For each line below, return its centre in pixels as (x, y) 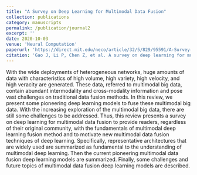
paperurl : (18, 50)
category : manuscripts (34, 22)
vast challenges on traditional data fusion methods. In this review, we (89, 97)
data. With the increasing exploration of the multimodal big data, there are (95, 109)
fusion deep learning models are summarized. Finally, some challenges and (97, 159)
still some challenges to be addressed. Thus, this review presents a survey (96, 116)
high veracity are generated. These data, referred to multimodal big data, (94, 84)
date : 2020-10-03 (27, 39)
